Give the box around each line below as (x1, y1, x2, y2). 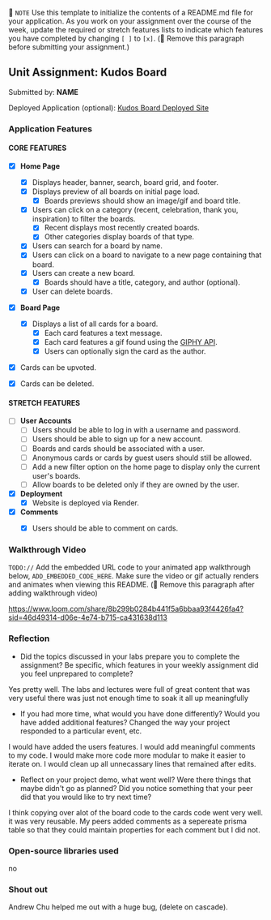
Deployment (19, 488, 63, 498)
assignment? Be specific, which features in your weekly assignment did (19, 660, 259, 669)
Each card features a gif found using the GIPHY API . (44, 337, 218, 346)
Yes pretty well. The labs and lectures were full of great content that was (8, 684, 251, 694)
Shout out (8, 883, 49, 895)
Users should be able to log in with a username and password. (32, 425, 241, 435)
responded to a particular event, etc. (19, 726, 142, 736)
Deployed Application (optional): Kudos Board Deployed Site (8, 102, 209, 113)
